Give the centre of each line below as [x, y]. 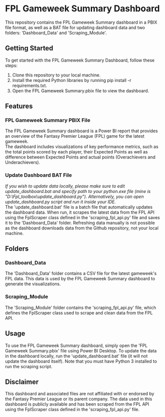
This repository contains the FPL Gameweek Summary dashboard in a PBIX [81, 22]
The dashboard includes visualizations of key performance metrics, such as [82, 147]
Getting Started [29, 48]
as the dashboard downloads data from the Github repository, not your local [82, 228]
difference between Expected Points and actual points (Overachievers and [80, 157]
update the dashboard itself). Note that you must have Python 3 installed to [81, 361]
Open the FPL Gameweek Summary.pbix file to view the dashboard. [81, 91]
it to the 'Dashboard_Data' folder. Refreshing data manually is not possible [80, 223]
